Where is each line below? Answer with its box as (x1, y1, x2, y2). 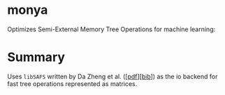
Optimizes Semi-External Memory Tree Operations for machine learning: (7, 25, 216, 33)
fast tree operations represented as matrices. (7, 79, 138, 88)
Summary (7, 49, 65, 65)
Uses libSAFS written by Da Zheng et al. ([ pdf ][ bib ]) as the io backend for (7, 72, 218, 80)
